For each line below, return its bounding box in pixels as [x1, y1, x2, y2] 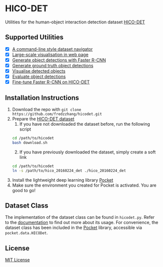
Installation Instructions [5, 94, 80, 102]
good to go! [12, 187, 36, 193]
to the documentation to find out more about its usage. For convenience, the [5, 220, 159, 226]
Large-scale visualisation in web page [12, 52, 89, 57]
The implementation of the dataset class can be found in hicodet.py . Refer [5, 214, 155, 220]
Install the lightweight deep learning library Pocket [12, 177, 114, 183]
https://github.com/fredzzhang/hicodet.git [12, 112, 102, 116]
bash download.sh [12, 140, 48, 145]
